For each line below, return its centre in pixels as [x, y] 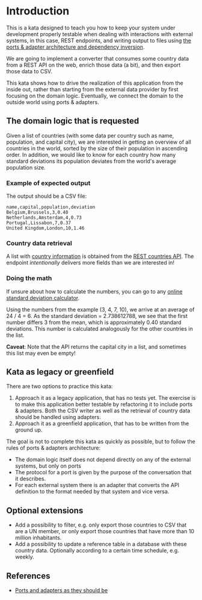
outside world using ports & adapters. [53, 102]
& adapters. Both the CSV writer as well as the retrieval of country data [103, 411]
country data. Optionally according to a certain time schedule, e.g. [97, 551]
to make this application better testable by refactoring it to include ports [104, 405]
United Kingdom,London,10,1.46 [45, 228]
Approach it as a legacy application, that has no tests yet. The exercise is [105, 398]
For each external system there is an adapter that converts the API [97, 485]
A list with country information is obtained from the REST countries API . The [100, 256]
